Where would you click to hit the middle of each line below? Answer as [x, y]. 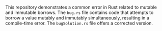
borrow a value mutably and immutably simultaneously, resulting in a [77, 18]
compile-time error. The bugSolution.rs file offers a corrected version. [79, 23]
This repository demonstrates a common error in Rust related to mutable [81, 7]
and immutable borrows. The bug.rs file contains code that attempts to [79, 12]
